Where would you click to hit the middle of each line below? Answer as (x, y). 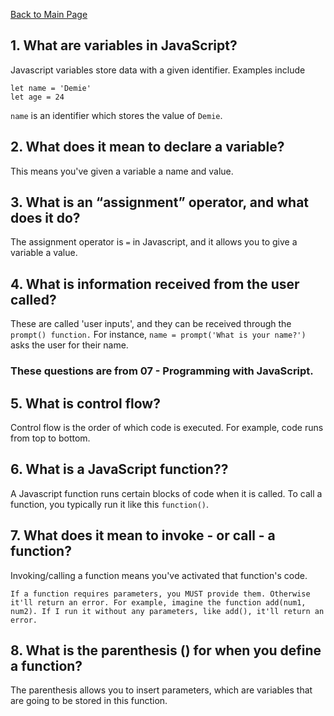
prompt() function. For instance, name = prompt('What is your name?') (158, 335)
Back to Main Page (49, 14)
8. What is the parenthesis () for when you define (166, 650)
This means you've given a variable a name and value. (122, 171)
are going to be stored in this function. (89, 701)
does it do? (45, 218)
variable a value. (44, 253)
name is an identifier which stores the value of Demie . (116, 115)
